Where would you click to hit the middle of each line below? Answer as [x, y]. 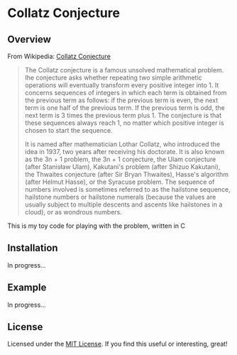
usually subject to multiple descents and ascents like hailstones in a [123, 204]
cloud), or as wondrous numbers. [73, 212]
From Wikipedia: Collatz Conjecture [59, 56]
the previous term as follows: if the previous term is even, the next [121, 100]
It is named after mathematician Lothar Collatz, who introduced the [122, 144]
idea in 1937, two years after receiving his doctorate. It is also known [125, 152]
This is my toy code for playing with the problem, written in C [97, 226]
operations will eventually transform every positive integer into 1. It [122, 85]
